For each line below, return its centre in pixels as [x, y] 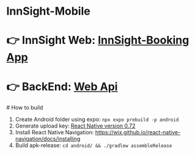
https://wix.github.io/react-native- [138, 132]
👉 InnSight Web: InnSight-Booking [98, 40]
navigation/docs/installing [48, 139]
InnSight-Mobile [48, 11]
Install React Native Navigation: [54, 132]
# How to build [25, 107]
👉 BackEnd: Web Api [62, 86]
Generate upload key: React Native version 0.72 [75, 126]
